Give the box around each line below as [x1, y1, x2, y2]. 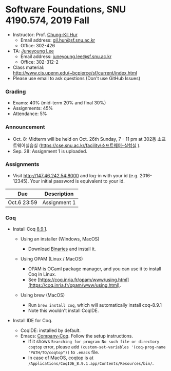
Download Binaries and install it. [28, 246, 96, 252]
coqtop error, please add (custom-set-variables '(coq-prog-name [28, 344, 166, 350]
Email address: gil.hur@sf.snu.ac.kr [20, 37, 96, 43]
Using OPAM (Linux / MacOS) [20, 256, 83, 262]
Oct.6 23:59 [8, 199, 37, 206]
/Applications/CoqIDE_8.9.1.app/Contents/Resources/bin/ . [28, 360, 154, 366]
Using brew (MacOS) [20, 292, 65, 299]
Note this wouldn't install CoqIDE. [28, 307, 99, 314]
